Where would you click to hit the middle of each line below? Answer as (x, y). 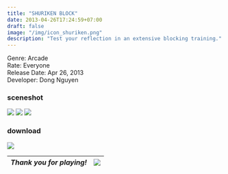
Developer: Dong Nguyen (43, 80)
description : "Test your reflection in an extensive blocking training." (115, 39)
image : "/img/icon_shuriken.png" (55, 32)
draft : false (26, 26)
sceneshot (25, 98)
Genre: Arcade (28, 58)
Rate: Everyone (28, 66)
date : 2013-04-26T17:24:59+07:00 (55, 20)
